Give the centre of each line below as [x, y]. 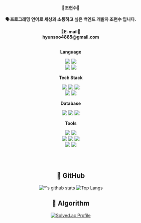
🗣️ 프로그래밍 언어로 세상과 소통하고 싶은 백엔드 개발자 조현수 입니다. [71, 19]
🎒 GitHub [71, 176]
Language [71, 52]
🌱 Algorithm [71, 203]
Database [71, 103]
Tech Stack [71, 77]
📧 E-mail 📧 [71, 32]
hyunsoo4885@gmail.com [71, 37]
